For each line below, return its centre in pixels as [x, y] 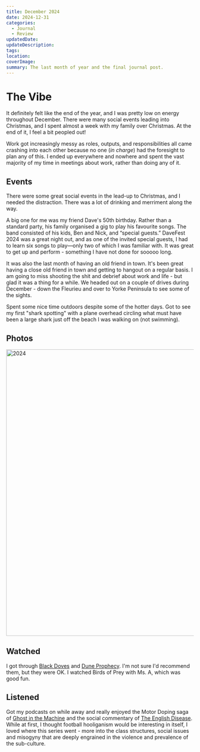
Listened [23, 697]
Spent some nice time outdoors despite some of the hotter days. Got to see [99, 307]
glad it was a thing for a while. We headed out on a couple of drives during [98, 283]
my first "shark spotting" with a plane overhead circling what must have [94, 313]
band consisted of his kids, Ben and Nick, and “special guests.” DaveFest [96, 233]
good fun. [18, 679]
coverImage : [21, 61]
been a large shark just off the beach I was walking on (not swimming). [93, 319]
